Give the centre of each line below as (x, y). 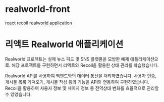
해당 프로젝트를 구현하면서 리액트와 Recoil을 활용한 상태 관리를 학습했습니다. (85, 65)
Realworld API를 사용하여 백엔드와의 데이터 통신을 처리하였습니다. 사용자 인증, (81, 76)
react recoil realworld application (39, 23)
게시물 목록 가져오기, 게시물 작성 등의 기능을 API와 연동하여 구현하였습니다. (77, 82)
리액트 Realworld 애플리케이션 (64, 44)
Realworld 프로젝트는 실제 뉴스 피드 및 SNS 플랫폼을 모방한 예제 (67, 59)
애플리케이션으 (144, 59)
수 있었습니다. (19, 94)
